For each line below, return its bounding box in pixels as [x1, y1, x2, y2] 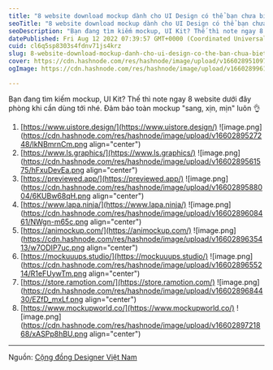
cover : [8, 58, 31, 66]
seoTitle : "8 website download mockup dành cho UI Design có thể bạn [8, 19, 249, 28]
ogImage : [8, 65, 38, 73]
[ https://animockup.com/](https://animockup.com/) [19, 225, 193, 235]
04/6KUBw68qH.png [19, 191, 91, 200]
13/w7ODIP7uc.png [19, 243, 85, 252]
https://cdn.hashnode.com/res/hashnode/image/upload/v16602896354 [23, 234, 263, 243]
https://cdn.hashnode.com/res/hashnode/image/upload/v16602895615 [23, 156, 262, 166]
